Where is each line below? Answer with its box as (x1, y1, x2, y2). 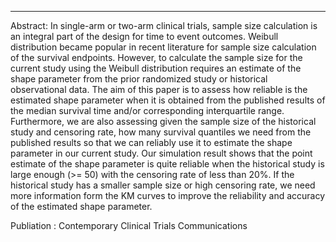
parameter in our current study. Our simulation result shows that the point (10, 147, 313, 159)
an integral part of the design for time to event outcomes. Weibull (10, 31, 279, 42)
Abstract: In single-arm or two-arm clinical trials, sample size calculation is (10, 20, 318, 31)
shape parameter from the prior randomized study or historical (10, 73, 268, 85)
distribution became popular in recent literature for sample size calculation (10, 41, 317, 53)
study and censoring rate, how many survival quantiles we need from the (10, 126, 312, 138)
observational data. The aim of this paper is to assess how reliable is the (10, 84, 308, 95)
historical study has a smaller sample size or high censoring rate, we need (10, 179, 316, 191)
